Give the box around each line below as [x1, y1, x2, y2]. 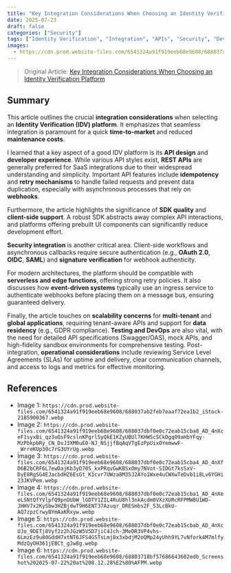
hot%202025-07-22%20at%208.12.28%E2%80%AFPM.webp [16, 559, 163, 566]
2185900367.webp [16, 414, 64, 421]
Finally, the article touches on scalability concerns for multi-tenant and [7, 311, 212, 320]
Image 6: [16, 545, 43, 554]
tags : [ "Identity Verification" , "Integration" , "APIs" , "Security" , [7, 36, 211, 43]
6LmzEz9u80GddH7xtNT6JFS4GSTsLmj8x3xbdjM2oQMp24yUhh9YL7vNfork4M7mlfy [16, 534, 224, 541]
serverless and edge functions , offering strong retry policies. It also [7, 276, 201, 284]
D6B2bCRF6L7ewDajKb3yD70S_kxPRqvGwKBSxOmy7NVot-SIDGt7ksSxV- [16, 465, 197, 472]
